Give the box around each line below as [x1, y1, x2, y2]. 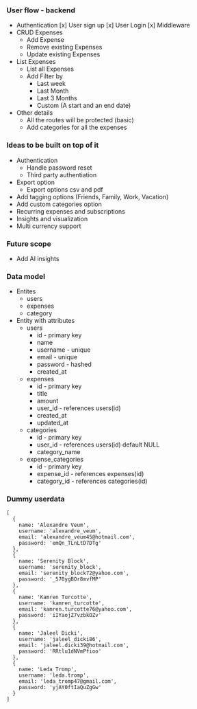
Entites [16, 287, 36, 295]
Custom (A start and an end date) [36, 102, 131, 110]
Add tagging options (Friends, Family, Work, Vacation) [16, 192, 169, 201]
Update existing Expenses [26, 50, 101, 58]
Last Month [36, 87, 69, 95]
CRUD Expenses [16, 28, 63, 36]
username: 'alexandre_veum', [18, 528, 102, 534]
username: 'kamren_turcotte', [18, 600, 105, 607]
